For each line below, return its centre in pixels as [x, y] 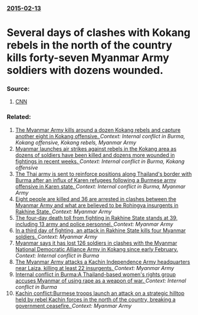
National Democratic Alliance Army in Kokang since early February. [97, 249]
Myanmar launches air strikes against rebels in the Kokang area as [96, 148]
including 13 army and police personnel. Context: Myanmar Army [94, 224]
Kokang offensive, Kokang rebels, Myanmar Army [76, 142]
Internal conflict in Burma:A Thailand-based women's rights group [95, 274]
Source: [18, 89]
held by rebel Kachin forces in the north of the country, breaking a [95, 299]
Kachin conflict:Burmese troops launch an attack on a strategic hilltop [100, 293]
